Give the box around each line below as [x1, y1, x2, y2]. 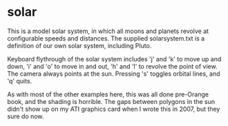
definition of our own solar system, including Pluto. [7, 41, 152, 50]
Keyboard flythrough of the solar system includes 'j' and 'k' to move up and [7, 54, 222, 63]
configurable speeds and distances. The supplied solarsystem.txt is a [7, 34, 205, 42]
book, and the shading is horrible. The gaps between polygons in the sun [7, 97, 216, 105]
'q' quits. [7, 76, 32, 85]
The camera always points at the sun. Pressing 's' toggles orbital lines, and [7, 70, 220, 78]
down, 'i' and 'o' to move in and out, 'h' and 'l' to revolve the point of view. [7, 62, 218, 70]
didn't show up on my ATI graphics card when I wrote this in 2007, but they [7, 105, 220, 113]
